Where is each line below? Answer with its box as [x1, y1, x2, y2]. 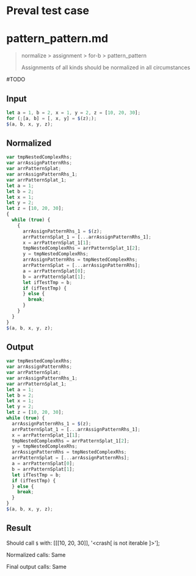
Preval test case [6, 4, 90, 18]
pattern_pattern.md [6, 32, 109, 46]
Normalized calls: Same [6, 551, 66, 558]
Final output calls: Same [6, 563, 67, 570]
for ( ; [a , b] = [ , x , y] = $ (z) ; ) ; [6, 115, 97, 121]
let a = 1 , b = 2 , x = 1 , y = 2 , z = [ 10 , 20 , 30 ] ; [6, 110, 141, 116]
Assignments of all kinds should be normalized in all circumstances [21, 64, 191, 71]
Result [6, 523, 32, 533]
